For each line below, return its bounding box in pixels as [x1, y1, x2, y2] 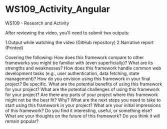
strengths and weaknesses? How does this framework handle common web [5, 65, 161, 71]
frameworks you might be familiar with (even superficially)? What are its [5, 59, 153, 65]
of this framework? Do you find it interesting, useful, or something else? [5, 107, 152, 113]
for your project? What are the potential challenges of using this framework [5, 86, 160, 92]
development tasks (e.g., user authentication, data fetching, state [5, 70, 139, 76]
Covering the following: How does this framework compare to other [5, 54, 144, 60]
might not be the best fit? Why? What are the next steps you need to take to [5, 96, 161, 103]
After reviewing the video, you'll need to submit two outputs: [5, 29, 129, 35]
